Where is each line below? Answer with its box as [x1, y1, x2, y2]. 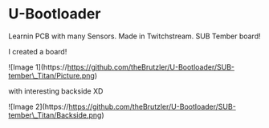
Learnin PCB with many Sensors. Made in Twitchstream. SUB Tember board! [8, 31, 261, 41]
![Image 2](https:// [8, 102, 69, 111]
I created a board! [8, 46, 67, 56]
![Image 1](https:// [8, 62, 68, 72]
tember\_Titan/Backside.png [8, 110, 102, 120]
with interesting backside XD [8, 86, 104, 96]
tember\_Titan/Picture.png [8, 70, 95, 80]
